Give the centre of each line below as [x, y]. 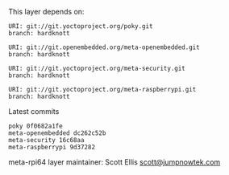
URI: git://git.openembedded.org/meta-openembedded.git [104, 47]
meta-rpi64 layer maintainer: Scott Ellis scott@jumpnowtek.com [114, 162]
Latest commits [34, 111]
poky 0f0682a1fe [35, 126]
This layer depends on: [46, 12]
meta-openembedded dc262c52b [57, 133]
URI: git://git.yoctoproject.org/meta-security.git [97, 68]
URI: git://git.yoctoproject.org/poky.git [81, 26]
